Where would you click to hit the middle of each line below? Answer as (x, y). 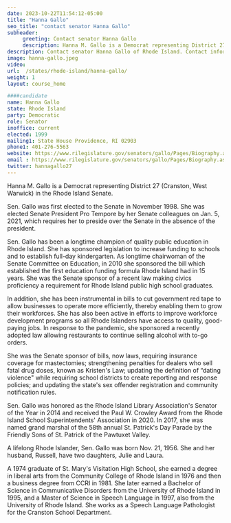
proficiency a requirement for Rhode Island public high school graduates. (111, 285)
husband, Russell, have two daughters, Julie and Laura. (86, 455)
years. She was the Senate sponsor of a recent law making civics (99, 278)
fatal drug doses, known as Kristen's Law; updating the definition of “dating (114, 370)
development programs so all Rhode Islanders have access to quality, (106, 321)
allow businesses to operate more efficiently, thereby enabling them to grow (115, 305)
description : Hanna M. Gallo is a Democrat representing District (119, 45)
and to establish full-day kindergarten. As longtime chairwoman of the (106, 256)
